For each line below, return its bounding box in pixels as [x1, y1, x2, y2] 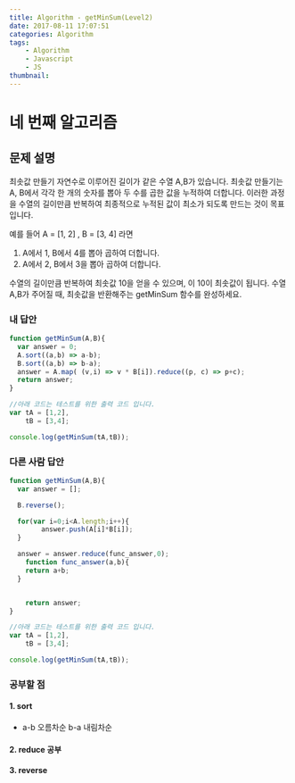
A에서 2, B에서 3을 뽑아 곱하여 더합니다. [21, 258, 161, 269]
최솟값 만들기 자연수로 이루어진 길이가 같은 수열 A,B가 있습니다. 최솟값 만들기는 [9, 176, 283, 187]
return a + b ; [25, 566, 70, 575]
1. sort [9, 701, 33, 712]
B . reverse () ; [17, 501, 66, 510]
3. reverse [9, 765, 48, 776]
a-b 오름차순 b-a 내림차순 [21, 722, 113, 733]
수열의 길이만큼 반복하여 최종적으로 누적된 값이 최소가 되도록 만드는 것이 [18, 198, 269, 209]
